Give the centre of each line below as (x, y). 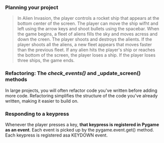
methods (16, 79)
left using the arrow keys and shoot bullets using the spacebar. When (88, 29)
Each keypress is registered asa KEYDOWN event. (56, 135)
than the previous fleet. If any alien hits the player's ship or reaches (86, 50)
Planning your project (32, 7)
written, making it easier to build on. (42, 101)
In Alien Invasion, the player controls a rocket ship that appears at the (88, 18)
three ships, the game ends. (46, 61)
